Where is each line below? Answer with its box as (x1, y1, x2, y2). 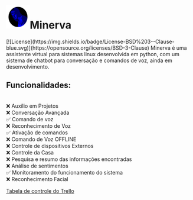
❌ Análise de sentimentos (6, 162, 69, 169)
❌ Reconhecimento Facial (6, 175, 68, 182)
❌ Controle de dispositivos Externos (6, 142, 94, 149)
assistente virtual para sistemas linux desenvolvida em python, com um (6, 50, 180, 57)
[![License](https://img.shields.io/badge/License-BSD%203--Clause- (6, 38, 175, 45)
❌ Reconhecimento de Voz (6, 122, 71, 129)
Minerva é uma (150, 44, 187, 51)
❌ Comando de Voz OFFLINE (6, 136, 77, 143)
